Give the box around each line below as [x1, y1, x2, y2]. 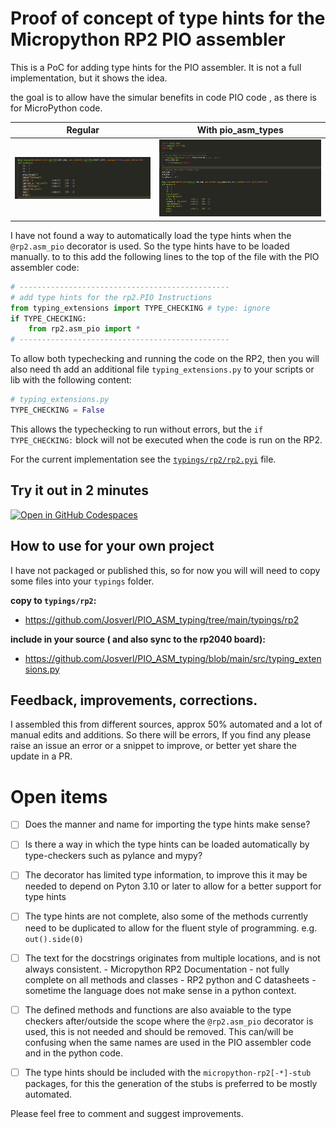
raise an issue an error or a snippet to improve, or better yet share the [10, 740, 297, 752]
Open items [10, 785, 108, 808]
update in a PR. [10, 750, 73, 762]
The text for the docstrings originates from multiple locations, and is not [24, 952, 321, 964]
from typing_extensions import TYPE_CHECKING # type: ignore [10, 303, 271, 313]
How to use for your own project [10, 538, 215, 555]
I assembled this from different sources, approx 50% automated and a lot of [10, 718, 323, 731]
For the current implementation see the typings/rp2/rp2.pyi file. [10, 453, 277, 465]
